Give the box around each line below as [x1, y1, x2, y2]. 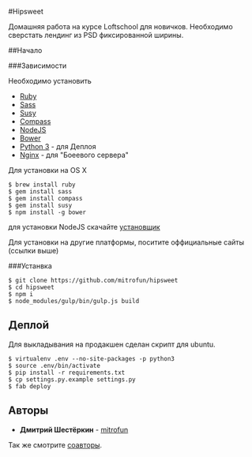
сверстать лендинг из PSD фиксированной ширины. [8, 31, 184, 39]
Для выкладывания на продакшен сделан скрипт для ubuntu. [8, 339, 216, 349]
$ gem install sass [8, 188, 73, 196]
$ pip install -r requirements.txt [8, 369, 126, 376]
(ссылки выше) [8, 246, 59, 255]
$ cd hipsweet [8, 283, 55, 291]
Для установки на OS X [8, 166, 87, 174]
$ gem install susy [8, 201, 73, 209]
